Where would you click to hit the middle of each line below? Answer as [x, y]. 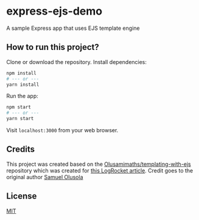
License [22, 196]
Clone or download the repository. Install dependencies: [77, 62]
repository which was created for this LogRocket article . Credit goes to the [100, 170]
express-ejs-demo [54, 11]
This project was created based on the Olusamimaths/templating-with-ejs [99, 164]
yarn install [23, 84]
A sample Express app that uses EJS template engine [73, 28]
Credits [21, 150]
